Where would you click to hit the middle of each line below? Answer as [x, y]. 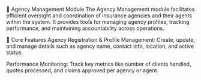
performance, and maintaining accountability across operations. [85, 28]
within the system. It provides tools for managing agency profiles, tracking [98, 22]
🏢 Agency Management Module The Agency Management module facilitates [100, 9]
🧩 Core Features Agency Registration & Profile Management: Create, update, [100, 40]
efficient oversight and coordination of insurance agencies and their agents [99, 16]
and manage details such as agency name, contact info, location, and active [100, 46]
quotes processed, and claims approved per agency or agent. [82, 70]
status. [15, 53]
